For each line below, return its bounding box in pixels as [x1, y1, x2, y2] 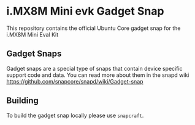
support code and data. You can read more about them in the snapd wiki [6, 71, 189, 79]
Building [6, 96, 39, 106]
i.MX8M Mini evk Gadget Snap [6, 4, 164, 18]
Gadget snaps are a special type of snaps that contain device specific [6, 65, 183, 72]
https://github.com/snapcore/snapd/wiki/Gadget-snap [6, 77, 143, 85]
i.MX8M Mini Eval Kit [6, 30, 59, 38]
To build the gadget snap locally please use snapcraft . [6, 112, 144, 119]
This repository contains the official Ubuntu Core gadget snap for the [6, 24, 181, 32]
